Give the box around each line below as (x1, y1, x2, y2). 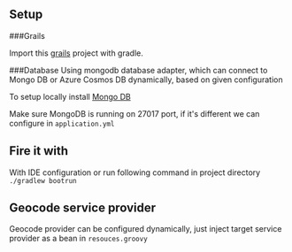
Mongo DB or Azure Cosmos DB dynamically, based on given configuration (9, 74, 283, 85)
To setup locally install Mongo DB (9, 91, 131, 102)
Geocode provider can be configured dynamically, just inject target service (9, 224, 282, 234)
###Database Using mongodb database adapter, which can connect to (9, 65, 268, 75)
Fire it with (9, 143, 69, 158)
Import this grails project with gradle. (9, 48, 143, 58)
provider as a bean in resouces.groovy (9, 233, 148, 244)
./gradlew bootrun (9, 176, 77, 185)
